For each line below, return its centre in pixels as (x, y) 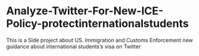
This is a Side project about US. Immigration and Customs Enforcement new (99, 40)
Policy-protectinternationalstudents (98, 24)
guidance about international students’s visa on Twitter (74, 46)
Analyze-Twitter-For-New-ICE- (85, 11)
